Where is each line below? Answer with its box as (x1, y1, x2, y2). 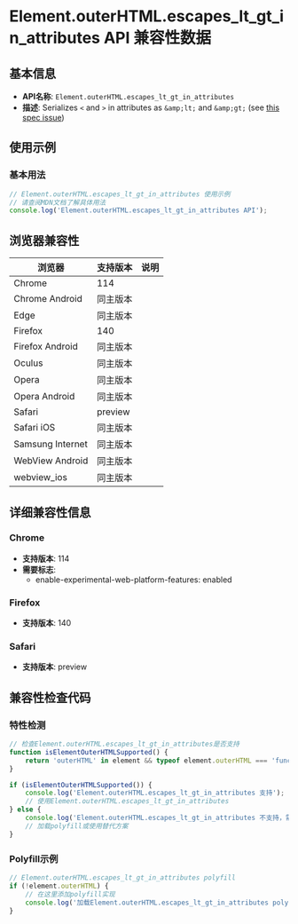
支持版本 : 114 (21, 553, 70, 564)
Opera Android (13, 391, 75, 403)
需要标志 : (21, 564, 56, 574)
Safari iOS (13, 422, 56, 434)
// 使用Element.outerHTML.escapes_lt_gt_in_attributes (25, 797, 230, 806)
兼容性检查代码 (9, 690, 91, 705)
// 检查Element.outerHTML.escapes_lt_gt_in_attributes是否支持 (9, 739, 239, 749)
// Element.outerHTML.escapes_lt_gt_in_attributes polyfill (9, 873, 237, 882)
